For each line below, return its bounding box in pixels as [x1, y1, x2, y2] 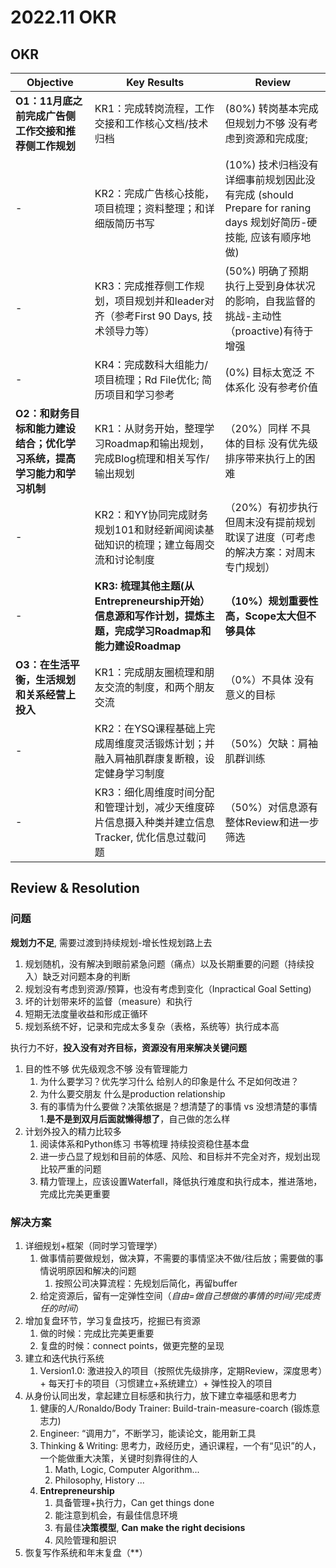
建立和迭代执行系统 [24, 1352, 105, 1364]
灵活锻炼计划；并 [134, 737, 215, 750]
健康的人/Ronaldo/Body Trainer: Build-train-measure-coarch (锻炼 [39, 1402, 312, 1414]
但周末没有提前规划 [224, 516, 316, 529]
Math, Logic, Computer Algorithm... [54, 1463, 200, 1475]
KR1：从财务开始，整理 [94, 422, 205, 435]
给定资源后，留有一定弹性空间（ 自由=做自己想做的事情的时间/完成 [39, 1289, 312, 1301]
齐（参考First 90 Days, [94, 309, 201, 323]
